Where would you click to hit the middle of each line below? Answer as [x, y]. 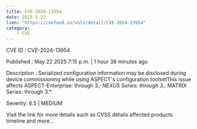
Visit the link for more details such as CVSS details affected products [89, 115]
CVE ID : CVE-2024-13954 [38, 50]
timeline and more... [30, 121]
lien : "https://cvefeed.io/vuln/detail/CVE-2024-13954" [76, 22]
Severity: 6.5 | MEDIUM [34, 103]
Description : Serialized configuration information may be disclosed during [96, 73]
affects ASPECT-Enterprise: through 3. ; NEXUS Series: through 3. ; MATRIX [96, 85]
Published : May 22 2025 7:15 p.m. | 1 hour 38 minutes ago [77, 62]
